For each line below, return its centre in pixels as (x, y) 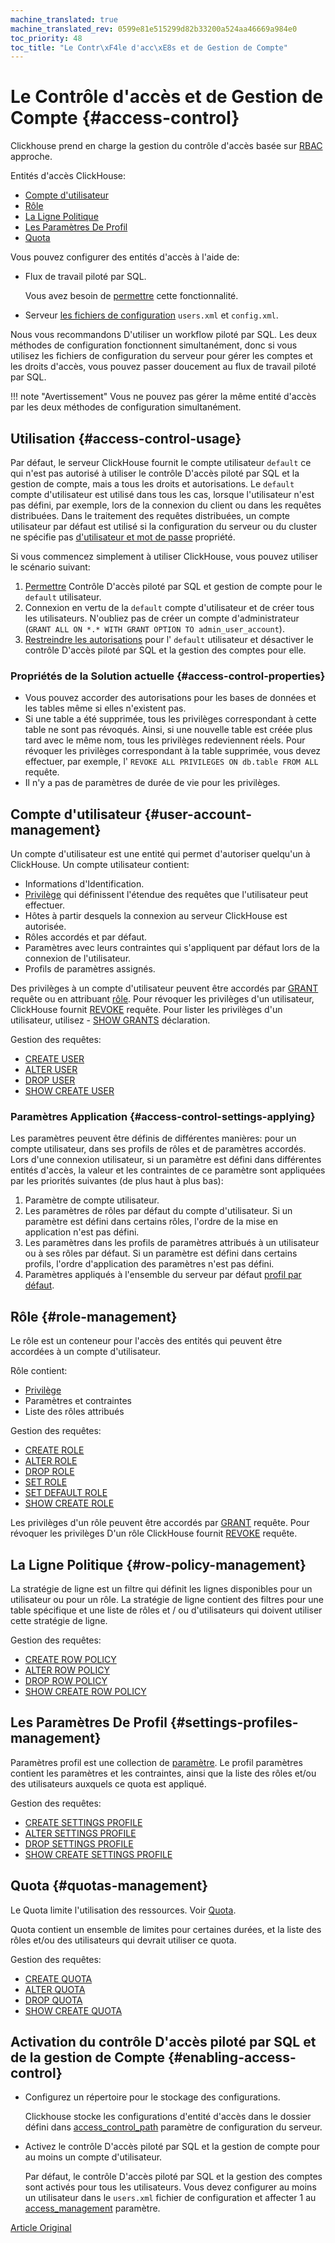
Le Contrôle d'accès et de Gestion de (167, 97)
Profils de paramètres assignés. (90, 969)
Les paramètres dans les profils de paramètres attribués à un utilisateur (172, 1243)
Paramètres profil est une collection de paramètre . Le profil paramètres (156, 1762)
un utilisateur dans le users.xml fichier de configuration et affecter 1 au (170, 2198)
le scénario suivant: (50, 567)
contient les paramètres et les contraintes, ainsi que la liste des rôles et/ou (163, 1773)
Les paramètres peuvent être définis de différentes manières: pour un (153, 1138)
